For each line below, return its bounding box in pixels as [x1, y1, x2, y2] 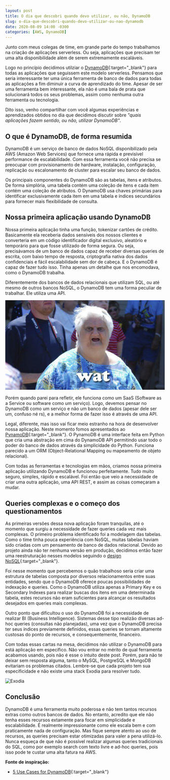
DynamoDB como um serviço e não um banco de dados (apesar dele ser [5, 405, 157, 412]
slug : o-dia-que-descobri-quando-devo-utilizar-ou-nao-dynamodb [5, 19, 144, 24]
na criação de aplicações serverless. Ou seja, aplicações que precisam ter [5, 50, 160, 56]
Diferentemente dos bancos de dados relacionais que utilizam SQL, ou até [5, 279, 160, 285]
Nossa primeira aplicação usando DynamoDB [5, 213, 151, 222]
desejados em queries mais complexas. [5, 600, 88, 606]
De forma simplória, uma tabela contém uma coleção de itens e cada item [5, 182, 159, 188]
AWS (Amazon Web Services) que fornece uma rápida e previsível [5, 151, 143, 157]
